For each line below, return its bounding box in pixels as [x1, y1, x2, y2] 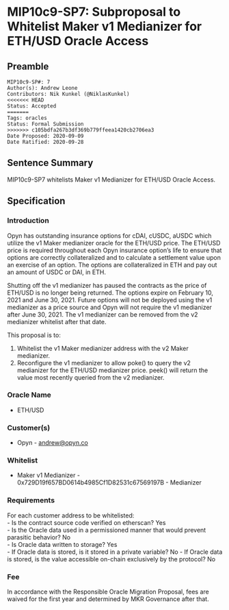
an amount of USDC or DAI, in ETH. [7, 268, 106, 276]
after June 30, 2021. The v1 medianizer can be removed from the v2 [7, 310, 198, 319]
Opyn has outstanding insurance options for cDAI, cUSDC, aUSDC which [7, 231, 212, 240]
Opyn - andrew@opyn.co [16, 439, 89, 447]
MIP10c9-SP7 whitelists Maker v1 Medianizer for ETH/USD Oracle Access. [7, 175, 216, 184]
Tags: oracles [7, 114, 48, 121]
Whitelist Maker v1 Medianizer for [7, 19, 202, 34]
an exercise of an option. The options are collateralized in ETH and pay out [7, 260, 217, 269]
